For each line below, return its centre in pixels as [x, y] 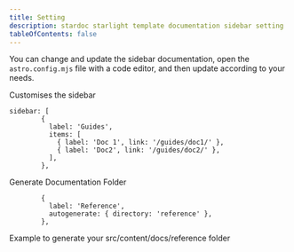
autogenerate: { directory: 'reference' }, [131, 214]
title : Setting [37, 17]
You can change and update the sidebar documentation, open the [130, 59]
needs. [22, 78]
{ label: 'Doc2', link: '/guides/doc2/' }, [138, 150]
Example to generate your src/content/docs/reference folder [120, 238]
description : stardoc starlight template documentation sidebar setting [147, 26]
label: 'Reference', [87, 206]
